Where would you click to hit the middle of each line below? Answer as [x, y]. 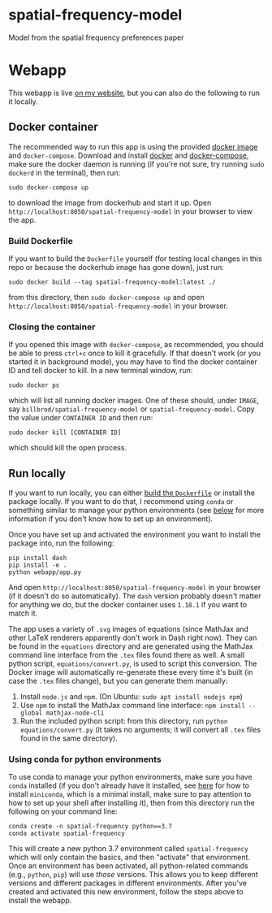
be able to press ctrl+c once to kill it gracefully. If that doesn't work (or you [135, 353]
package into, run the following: [61, 543]
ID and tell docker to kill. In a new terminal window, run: [101, 371]
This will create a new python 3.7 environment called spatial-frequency [129, 849]
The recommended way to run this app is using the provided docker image [133, 146]
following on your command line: [63, 811]
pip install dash [38, 559]
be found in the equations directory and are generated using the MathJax [131, 646]
